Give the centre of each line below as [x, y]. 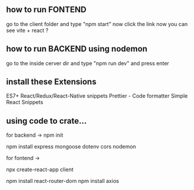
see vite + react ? [27, 30]
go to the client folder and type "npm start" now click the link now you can [97, 24]
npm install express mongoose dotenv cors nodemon [71, 147]
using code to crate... [47, 121]
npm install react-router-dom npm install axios [63, 181]
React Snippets [25, 102]
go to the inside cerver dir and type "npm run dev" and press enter [88, 63]
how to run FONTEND [46, 10]
